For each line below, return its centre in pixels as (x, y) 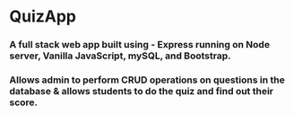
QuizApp (43, 17)
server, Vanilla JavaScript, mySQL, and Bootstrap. (120, 56)
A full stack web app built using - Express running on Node (140, 45)
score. (24, 102)
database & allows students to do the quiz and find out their (142, 92)
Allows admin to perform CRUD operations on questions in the (147, 80)
